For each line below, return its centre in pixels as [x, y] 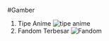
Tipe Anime [34, 23]
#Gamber [21, 10]
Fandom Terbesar [43, 31]
